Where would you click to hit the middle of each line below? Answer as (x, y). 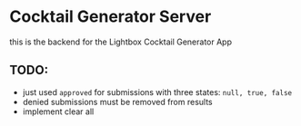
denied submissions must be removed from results (118, 102)
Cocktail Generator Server (110, 17)
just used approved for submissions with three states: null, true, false (157, 92)
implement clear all (58, 111)
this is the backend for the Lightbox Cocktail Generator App (121, 42)
